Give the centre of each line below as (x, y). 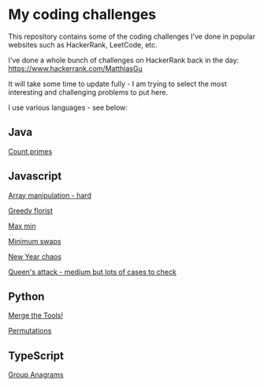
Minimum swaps (35, 241)
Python (26, 297)
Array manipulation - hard (50, 195)
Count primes (30, 151)
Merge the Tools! (36, 316)
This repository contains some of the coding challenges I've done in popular (132, 36)
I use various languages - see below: (68, 107)
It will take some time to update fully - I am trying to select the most (117, 84)
